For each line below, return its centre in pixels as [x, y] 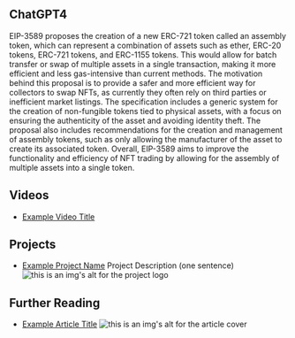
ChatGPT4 [38, 15]
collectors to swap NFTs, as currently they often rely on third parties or [138, 92]
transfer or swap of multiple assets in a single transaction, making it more [143, 64]
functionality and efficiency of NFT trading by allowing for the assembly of [144, 157]
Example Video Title [58, 217]
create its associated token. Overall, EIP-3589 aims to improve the [129, 149]
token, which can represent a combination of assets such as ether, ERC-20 [145, 45]
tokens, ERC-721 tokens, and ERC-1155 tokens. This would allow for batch [143, 54]
